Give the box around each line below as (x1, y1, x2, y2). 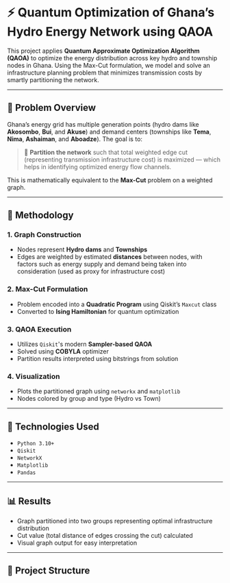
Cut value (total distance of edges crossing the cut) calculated (16, 531, 193, 539)
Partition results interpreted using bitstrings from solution (16, 355, 179, 363)
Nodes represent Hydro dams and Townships (16, 245, 148, 253)
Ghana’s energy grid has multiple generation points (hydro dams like (7, 120, 200, 128)
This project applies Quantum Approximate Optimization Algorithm (7, 47, 200, 55)
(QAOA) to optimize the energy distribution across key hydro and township (7, 53, 218, 62)
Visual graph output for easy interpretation (16, 538, 138, 547)
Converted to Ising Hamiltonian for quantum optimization (16, 307, 179, 315)
